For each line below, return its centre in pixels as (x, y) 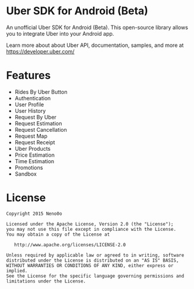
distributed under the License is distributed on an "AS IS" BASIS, (93, 260)
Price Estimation (35, 155)
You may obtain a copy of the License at (58, 234)
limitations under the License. (46, 281)
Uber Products (33, 148)
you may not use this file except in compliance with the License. (91, 229)
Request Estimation (38, 123)
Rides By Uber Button (41, 92)
